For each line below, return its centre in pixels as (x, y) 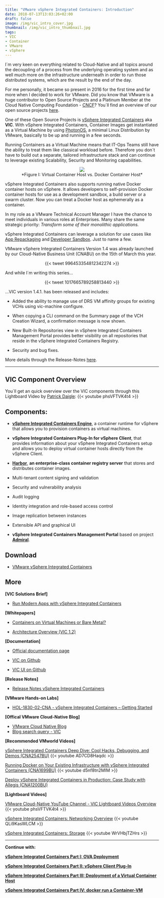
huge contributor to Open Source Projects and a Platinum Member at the (78, 100)
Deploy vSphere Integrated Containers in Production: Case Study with (75, 779)
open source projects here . (32, 110)
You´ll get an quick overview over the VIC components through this (72, 391)
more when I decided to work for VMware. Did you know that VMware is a (79, 94)
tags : (10, 32)
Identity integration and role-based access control (62, 506)
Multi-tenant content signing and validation (55, 478)
